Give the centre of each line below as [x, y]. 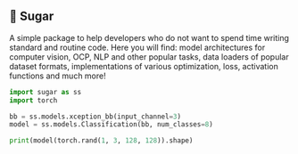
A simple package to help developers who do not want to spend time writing [149, 37]
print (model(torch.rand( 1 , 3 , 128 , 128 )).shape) [101, 141]
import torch [33, 100]
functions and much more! [58, 76]
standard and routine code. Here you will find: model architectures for [137, 47]
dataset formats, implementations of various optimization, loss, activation [144, 66]
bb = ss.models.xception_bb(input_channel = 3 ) [95, 117]
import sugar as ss [46, 92]
